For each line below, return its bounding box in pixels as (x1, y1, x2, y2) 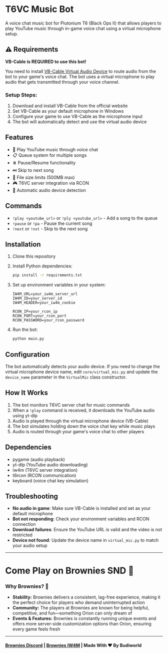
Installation (5, 240, 41, 249)
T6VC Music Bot (5, 4, 74, 15)
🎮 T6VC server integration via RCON (12, 180, 89, 186)
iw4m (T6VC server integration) (12, 467, 78, 473)
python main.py (12, 337, 44, 342)
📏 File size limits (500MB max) (12, 174, 75, 180)
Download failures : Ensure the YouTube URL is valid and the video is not (12, 527, 162, 533)
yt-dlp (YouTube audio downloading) (12, 462, 88, 468)
